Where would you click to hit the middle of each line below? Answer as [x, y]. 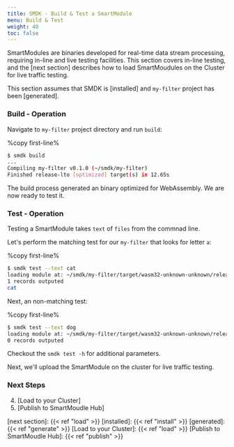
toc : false [23, 33]
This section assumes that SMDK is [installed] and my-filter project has [111, 88]
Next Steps [26, 385]
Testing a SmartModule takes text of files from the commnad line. [104, 229]
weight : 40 [23, 26]
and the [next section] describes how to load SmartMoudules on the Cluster [116, 68]
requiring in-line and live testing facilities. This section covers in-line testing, [117, 61]
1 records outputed [36, 282]
